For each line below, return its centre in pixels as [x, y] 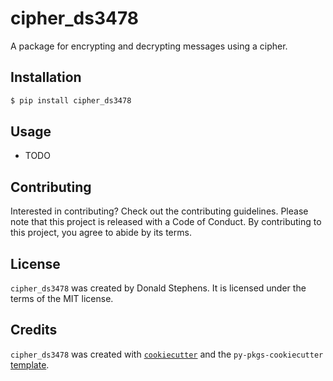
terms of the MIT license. [62, 299]
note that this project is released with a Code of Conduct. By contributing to [166, 222]
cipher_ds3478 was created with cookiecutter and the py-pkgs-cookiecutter [167, 354]
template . [30, 364]
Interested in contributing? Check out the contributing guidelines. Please [159, 211]
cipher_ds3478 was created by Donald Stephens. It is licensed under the [158, 288]
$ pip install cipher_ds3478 [71, 100]
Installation [46, 77]
